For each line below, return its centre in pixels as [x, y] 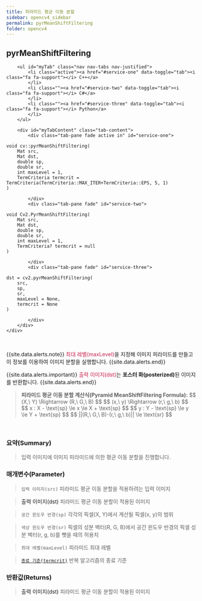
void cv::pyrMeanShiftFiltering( [48, 146]
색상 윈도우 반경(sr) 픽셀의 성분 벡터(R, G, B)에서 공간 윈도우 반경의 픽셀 [105, 527]
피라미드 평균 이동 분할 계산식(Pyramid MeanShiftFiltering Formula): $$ [109, 395]
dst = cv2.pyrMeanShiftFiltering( [50, 278]
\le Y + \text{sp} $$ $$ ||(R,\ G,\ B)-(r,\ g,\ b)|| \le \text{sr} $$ [97, 415]
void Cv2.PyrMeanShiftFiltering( [48, 215]
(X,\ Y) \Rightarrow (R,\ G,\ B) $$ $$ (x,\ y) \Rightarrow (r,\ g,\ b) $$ [105, 402]
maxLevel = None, [39, 299]
